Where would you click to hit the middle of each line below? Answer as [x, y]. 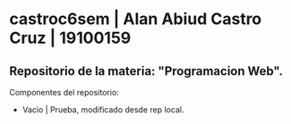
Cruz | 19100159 [70, 38]
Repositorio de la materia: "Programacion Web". [146, 71]
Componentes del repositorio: [64, 92]
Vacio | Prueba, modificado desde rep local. [103, 110]
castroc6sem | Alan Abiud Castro [136, 19]
